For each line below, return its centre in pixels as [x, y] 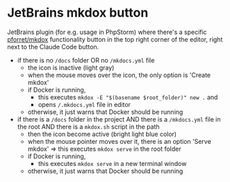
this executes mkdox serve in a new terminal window [112, 163]
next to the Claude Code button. [53, 47]
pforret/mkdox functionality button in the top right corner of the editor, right [115, 39]
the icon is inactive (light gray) [71, 67]
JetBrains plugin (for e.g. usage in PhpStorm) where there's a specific [107, 32]
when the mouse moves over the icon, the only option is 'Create [119, 75]
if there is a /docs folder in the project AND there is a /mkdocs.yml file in [119, 119]
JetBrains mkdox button [78, 13]
